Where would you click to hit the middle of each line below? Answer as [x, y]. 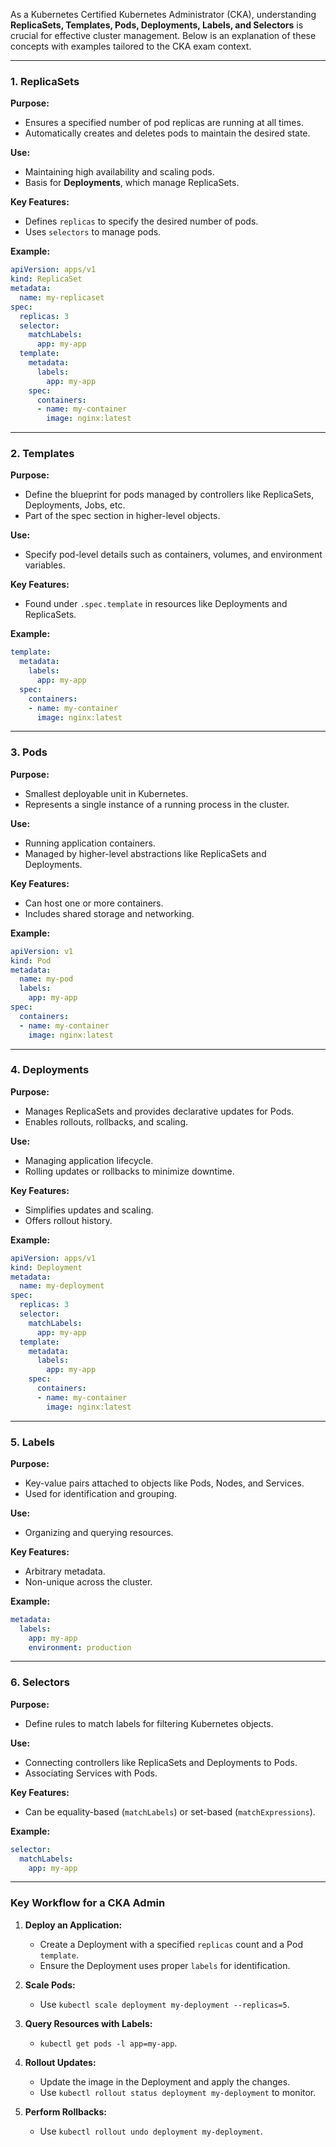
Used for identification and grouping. [100, 1493]
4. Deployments [50, 1070]
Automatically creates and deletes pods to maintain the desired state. [167, 133]
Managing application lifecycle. [89, 1160]
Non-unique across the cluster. [88, 1581]
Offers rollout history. [68, 1220]
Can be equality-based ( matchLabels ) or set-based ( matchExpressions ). [170, 1811]
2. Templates [42, 454]
